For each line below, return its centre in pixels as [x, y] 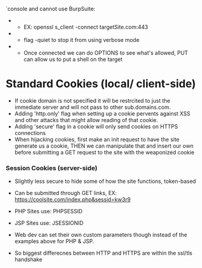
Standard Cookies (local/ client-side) [101, 84]
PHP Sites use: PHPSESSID [48, 211]
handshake [28, 259]
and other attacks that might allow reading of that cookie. [86, 120]
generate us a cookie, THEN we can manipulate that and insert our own [104, 146]
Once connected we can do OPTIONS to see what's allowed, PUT [106, 53]
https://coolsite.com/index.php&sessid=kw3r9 [73, 199]
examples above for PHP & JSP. [54, 241]
